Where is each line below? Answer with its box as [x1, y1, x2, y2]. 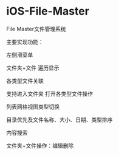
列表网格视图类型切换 [6, 103, 59, 110]
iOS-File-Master [6, 4, 90, 18]
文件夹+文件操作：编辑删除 [6, 142, 74, 149]
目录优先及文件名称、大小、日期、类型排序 [6, 116, 113, 123]
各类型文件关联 [6, 77, 44, 84]
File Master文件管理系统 [6, 25, 66, 32]
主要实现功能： [6, 38, 44, 45]
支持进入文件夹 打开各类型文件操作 [6, 90, 93, 97]
